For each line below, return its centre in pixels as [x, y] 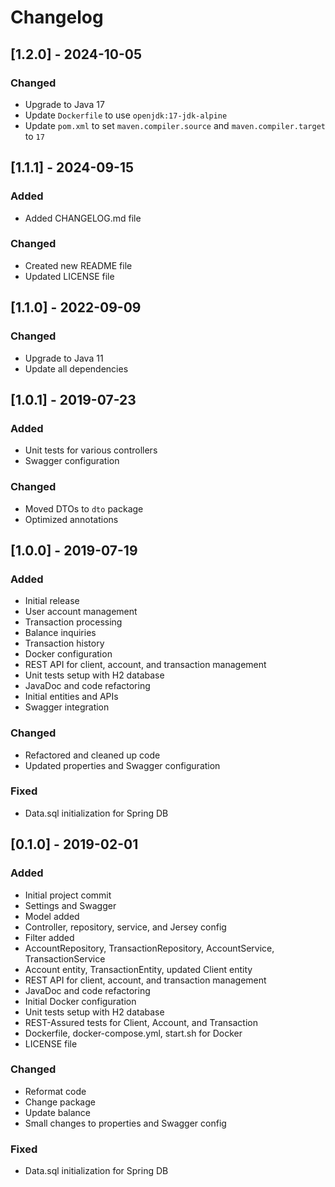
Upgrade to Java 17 [64, 104]
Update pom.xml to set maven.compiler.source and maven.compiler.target [175, 125]
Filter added [49, 937]
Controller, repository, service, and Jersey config [125, 927]
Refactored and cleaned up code [92, 755]
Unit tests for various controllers [91, 450]
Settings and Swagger [70, 905]
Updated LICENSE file [69, 276]
